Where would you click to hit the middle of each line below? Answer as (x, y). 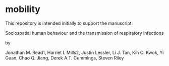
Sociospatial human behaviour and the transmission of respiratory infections (84, 33)
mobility (23, 9)
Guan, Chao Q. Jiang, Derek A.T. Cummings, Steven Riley (65, 58)
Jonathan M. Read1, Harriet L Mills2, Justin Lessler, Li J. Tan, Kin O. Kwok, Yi (84, 52)
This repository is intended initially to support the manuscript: (69, 23)
